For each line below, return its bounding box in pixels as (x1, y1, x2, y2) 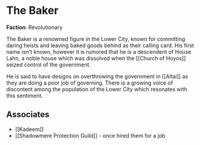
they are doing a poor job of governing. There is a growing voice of (6, 79, 173, 86)
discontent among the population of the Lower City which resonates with (6, 85, 187, 92)
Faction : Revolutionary (6, 24, 63, 31)
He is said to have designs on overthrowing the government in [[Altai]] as (6, 72, 189, 80)
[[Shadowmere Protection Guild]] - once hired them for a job (15, 132, 166, 139)
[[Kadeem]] (15, 125, 44, 133)
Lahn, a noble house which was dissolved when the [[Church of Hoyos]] (6, 54, 186, 62)
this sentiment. (6, 92, 44, 99)
